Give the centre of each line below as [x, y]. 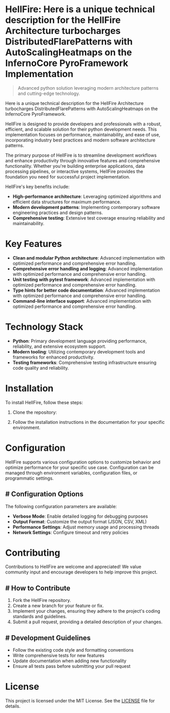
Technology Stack [44, 327]
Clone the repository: [35, 412]
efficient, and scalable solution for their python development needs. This [81, 129]
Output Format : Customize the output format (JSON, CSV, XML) [80, 521]
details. [13, 706]
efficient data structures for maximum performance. [67, 202]
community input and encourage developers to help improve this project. [81, 572]
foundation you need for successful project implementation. [68, 176]
